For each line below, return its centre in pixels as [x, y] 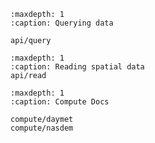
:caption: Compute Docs [60, 102]
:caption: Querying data [62, 23]
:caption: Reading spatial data [77, 67]
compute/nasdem [42, 128]
